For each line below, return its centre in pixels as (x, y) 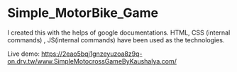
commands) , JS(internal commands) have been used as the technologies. (116, 40)
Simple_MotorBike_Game (83, 13)
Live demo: (24, 54)
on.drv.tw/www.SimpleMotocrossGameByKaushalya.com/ (92, 61)
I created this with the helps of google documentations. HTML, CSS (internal (119, 32)
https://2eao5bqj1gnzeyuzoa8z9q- (92, 54)
